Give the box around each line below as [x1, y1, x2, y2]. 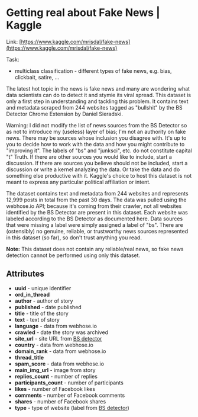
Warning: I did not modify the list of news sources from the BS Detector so [6, 121, 187, 129]
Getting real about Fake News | [6, 6, 161, 20]
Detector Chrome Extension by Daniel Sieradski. [6, 110, 123, 117]
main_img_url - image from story [14, 366, 96, 373]
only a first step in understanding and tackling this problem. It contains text [6, 98, 189, 105]
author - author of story [14, 297, 73, 304]
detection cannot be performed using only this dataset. [6, 252, 141, 259]
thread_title [14, 354, 44, 361]
